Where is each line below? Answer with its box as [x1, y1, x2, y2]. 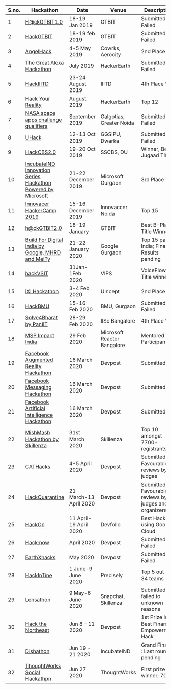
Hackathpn [25, 675, 52, 682]
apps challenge [25, 116, 62, 123]
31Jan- [69, 264, 88, 270]
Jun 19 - [69, 645, 91, 651]
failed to [140, 593, 161, 600]
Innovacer [25, 200, 49, 208]
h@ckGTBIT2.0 [25, 225, 62, 232]
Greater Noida [100, 120, 134, 126]
